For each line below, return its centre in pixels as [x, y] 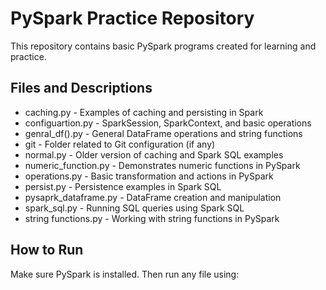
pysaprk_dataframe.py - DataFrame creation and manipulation [153, 197]
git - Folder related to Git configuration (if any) [120, 144]
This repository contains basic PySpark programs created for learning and [163, 46]
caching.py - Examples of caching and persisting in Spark [144, 112]
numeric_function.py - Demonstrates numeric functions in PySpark [162, 165]
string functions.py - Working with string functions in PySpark [152, 218]
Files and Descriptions [81, 88]
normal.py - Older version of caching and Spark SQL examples [154, 154]
